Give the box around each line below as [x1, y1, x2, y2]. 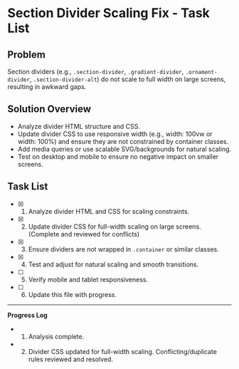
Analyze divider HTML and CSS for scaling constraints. [28, 207, 190, 215]
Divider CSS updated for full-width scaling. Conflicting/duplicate [28, 347, 217, 355]
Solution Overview [7, 103, 91, 115]
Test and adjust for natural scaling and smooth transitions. [28, 260, 199, 269]
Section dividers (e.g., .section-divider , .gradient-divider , [7, 68, 184, 76]
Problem [7, 48, 46, 61]
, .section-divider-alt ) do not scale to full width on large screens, [29, 75, 226, 83]
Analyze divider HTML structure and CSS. [17, 122, 141, 130]
